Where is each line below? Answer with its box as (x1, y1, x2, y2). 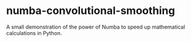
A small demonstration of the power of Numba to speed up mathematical (6, 23, 186, 30)
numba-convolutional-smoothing (6, 4, 175, 17)
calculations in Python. (6, 29, 63, 36)
